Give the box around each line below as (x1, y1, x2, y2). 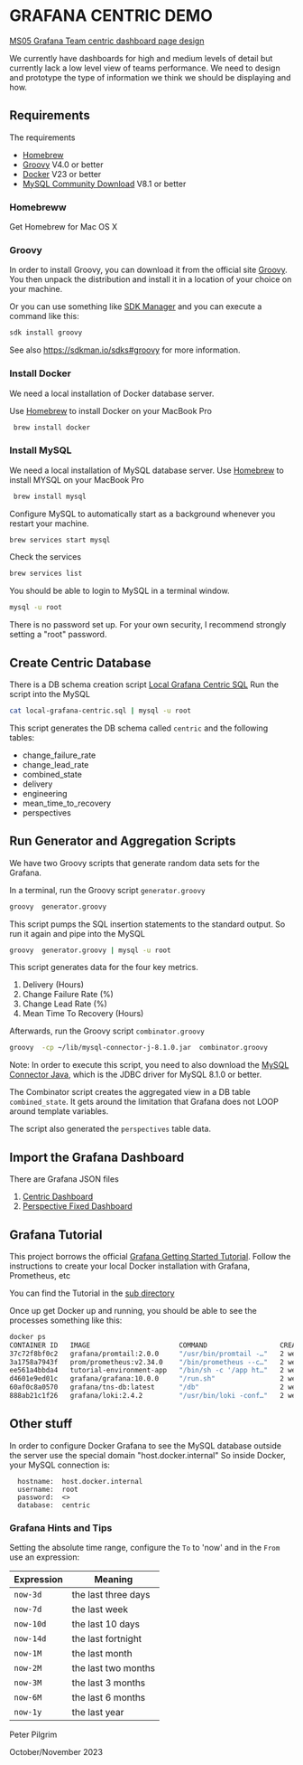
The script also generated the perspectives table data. (9, 1123, 212, 1135)
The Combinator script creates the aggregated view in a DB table (9, 1087, 251, 1098)
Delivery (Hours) (22, 979, 84, 990)
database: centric (17, 1500, 91, 1510)
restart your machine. (9, 517, 89, 529)
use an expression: (9, 1552, 79, 1562)
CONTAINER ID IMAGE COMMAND (9, 1340, 207, 1350)
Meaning (94, 1573, 133, 1586)
